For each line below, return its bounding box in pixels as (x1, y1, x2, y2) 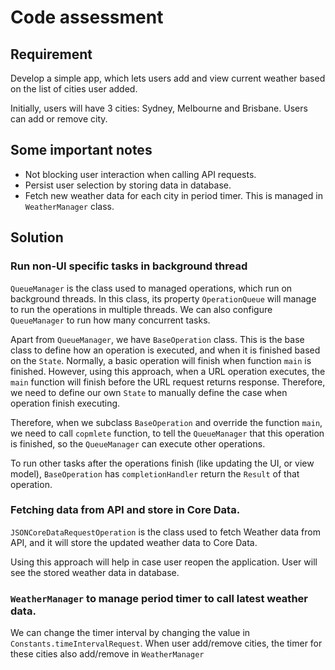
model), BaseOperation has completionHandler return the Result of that (10, 467, 300, 480)
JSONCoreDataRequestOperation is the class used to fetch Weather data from (10, 526, 321, 538)
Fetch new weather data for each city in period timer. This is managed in (24, 189, 323, 201)
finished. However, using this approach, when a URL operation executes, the (10, 365, 326, 377)
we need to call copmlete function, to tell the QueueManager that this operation (10, 427, 325, 439)
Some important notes (10, 142, 153, 159)
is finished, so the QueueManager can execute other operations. (10, 437, 266, 450)
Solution (10, 229, 64, 246)
